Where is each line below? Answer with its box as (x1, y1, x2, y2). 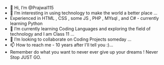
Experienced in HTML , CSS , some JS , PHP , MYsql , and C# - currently (9, 15, 159, 21)
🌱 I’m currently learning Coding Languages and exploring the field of (9, 26, 151, 32)
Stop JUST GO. (9, 55, 41, 60)
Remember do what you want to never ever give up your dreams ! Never (9, 49, 159, 55)
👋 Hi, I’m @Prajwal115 (9, 5, 54, 10)
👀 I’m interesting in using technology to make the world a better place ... (9, 10, 158, 16)
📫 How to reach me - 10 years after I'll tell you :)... (9, 42, 114, 48)
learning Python (9, 20, 43, 26)
